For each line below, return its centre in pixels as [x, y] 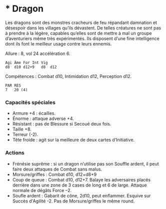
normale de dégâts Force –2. [42, 190]
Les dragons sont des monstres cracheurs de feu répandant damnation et [81, 22]
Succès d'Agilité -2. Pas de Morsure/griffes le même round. [73, 201]
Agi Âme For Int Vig [27, 62]
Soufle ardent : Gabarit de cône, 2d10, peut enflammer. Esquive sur [81, 195]
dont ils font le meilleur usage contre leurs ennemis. [58, 43]
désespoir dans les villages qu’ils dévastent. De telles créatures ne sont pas [83, 27]
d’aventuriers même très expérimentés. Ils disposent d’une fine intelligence [82, 38]
